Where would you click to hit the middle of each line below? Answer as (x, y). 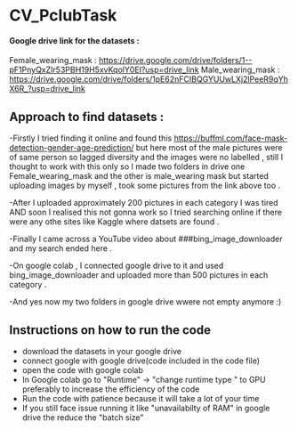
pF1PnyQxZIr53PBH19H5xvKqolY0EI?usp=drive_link (104, 70)
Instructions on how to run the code (110, 330)
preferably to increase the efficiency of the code (111, 389)
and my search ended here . (61, 248)
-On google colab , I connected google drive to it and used (117, 266)
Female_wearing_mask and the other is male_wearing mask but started (139, 176)
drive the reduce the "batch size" (83, 418)
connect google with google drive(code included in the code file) (141, 361)
